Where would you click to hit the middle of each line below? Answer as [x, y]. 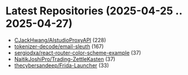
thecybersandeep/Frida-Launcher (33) [62, 65]
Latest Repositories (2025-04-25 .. [94, 11]
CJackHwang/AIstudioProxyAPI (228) [60, 40]
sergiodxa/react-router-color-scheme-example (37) [77, 52]
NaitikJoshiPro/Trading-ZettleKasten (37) [65, 59]
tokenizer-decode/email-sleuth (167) [59, 46]
